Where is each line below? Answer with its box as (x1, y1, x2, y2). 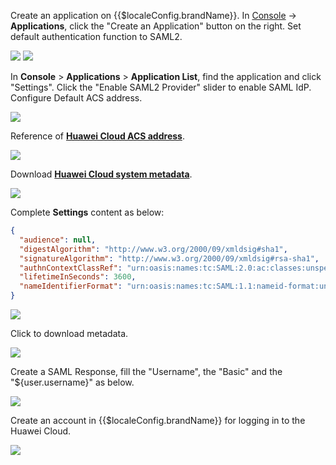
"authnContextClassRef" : (19, 263, 123, 273)
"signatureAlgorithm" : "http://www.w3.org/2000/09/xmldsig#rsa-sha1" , (19, 253, 320, 264)
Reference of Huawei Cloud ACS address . (10, 130, 185, 142)
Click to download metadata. (10, 328, 129, 339)
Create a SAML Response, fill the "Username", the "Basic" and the (10, 366, 283, 377)
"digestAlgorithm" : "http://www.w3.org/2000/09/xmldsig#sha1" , (19, 244, 288, 254)
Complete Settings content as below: (10, 206, 165, 218)
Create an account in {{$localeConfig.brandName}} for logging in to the (10, 415, 306, 426)
